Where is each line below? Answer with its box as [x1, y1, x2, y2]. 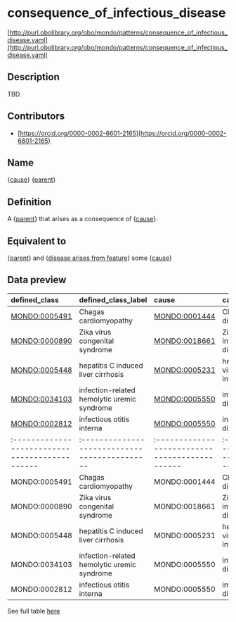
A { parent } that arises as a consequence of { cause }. [7, 215, 158, 223]
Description [7, 71, 60, 83]
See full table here [7, 607, 60, 615]
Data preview [7, 274, 67, 286]
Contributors [7, 111, 65, 123]
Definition [7, 196, 51, 208]
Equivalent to [7, 235, 67, 247]
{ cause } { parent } [7, 175, 56, 184]
